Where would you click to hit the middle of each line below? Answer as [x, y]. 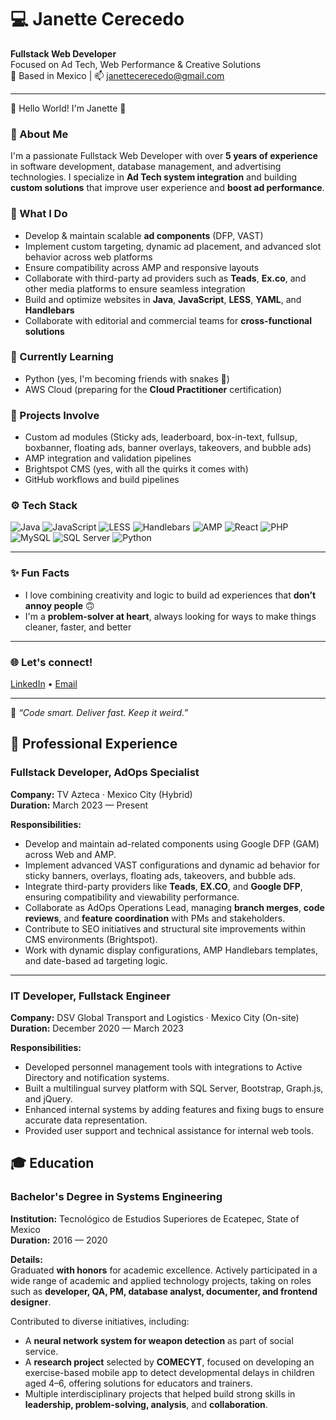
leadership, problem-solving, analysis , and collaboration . [146, 1404]
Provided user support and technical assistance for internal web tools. [169, 1130]
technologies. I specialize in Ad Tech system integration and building [154, 177]
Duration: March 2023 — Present [79, 805]
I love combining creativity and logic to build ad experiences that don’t [170, 595]
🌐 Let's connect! [51, 662]
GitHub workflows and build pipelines [102, 480]
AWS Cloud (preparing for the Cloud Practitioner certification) [153, 389]
